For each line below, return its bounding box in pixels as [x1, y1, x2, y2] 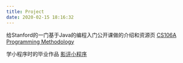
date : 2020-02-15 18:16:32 [6, 14, 74, 20]
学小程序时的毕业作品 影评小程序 [6, 50, 87, 57]
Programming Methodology [6, 38, 75, 45]
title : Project [6, 8, 45, 15]
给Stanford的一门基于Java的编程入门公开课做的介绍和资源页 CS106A [6, 31, 176, 39]
